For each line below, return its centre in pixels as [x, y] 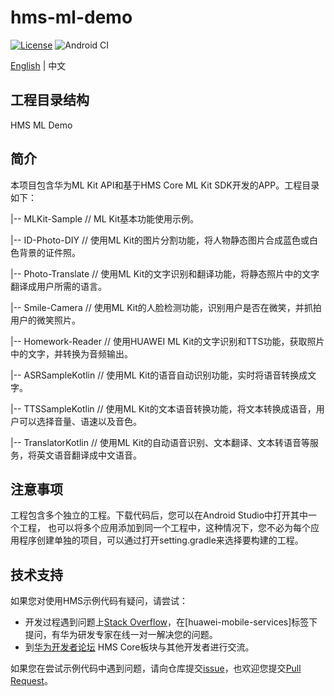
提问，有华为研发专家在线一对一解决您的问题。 [121, 635]
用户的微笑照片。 [45, 320]
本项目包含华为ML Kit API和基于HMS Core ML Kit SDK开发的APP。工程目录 [165, 185]
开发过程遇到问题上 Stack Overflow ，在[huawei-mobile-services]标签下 [171, 622]
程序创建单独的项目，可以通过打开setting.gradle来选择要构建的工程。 [161, 540]
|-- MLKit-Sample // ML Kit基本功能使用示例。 [105, 218]
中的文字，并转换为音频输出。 [71, 353]
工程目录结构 [50, 100]
